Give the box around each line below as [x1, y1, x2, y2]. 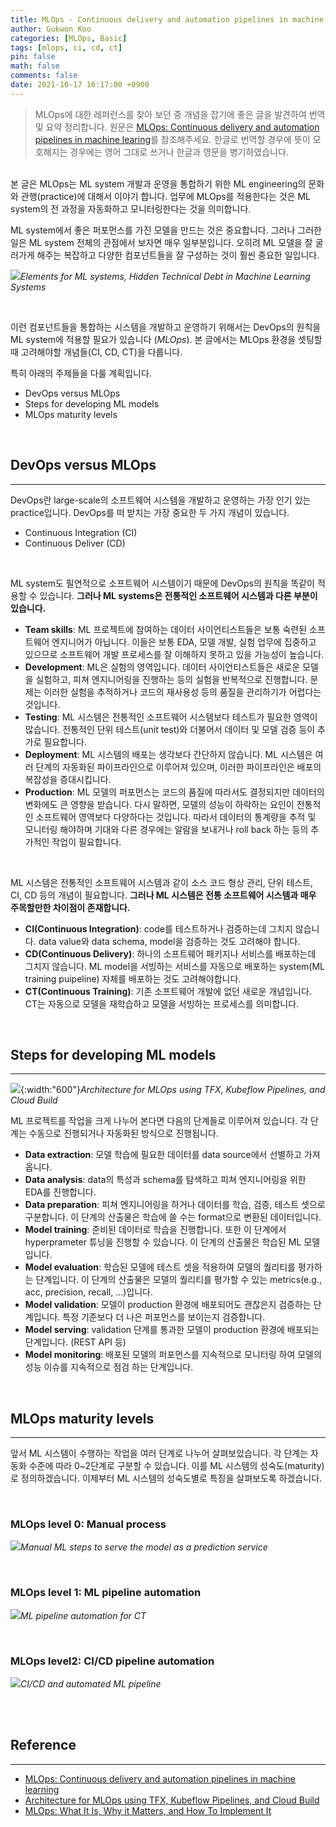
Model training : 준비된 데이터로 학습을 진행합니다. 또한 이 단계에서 [24, 1224, 287, 1236]
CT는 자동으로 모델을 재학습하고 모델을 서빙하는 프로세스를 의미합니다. [24, 997, 300, 1010]
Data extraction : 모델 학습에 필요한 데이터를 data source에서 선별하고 [24, 1149, 302, 1161]
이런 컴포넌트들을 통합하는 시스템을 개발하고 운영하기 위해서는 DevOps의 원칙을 [10, 321, 322, 333]
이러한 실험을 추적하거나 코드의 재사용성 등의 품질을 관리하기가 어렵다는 [43, 686, 322, 698]
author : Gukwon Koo [10, 24, 92, 34]
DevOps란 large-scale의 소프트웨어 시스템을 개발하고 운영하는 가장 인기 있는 [10, 494, 312, 506]
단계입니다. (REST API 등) [24, 1336, 127, 1348]
